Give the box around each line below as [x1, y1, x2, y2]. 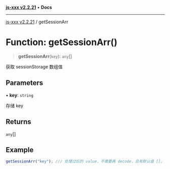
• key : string [6, 92, 34, 98]
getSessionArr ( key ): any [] [18, 53, 72, 59]
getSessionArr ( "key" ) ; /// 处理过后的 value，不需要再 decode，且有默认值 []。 [6, 159, 164, 164]
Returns [6, 117, 32, 126]
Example [6, 145, 34, 154]
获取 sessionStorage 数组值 [6, 63, 63, 70]
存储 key [6, 102, 24, 108]
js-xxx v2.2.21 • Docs [6, 5, 52, 10]
